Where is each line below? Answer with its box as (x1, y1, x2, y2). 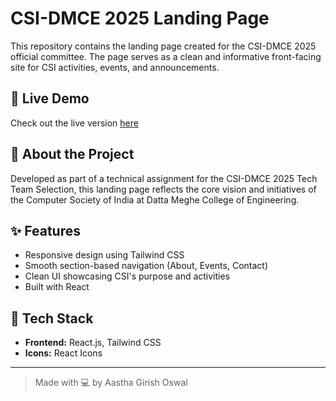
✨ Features (10, 222, 81, 239)
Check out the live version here (10, 117, 139, 129)
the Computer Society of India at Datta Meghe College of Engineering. (10, 193, 300, 206)
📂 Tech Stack (10, 310, 94, 327)
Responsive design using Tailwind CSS (24, 249, 185, 261)
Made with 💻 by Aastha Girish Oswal (34, 377, 188, 389)
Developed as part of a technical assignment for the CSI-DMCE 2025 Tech (10, 172, 318, 184)
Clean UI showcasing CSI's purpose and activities (24, 270, 231, 282)
